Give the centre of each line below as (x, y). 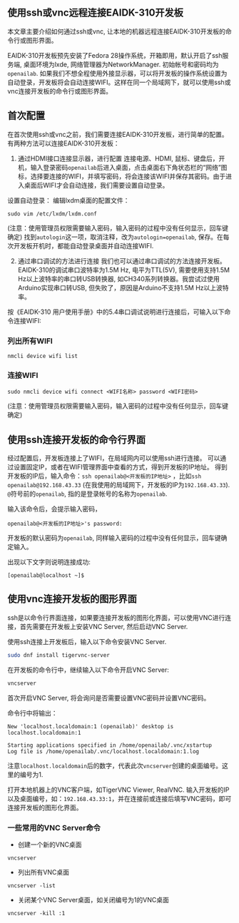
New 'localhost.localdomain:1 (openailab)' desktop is (91, 726)
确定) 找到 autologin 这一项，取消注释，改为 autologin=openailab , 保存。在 (115, 237)
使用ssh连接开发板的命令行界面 (77, 440)
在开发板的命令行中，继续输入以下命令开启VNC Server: (88, 670)
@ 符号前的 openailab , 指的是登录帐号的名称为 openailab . (87, 494)
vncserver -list (31, 886)
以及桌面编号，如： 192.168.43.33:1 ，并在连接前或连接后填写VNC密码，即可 (119, 798)
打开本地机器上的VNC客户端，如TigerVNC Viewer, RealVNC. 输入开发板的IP (118, 790)
